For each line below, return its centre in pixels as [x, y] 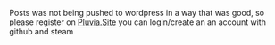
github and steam [42, 31]
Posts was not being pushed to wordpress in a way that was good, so [137, 13]
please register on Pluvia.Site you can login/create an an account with [137, 22]
